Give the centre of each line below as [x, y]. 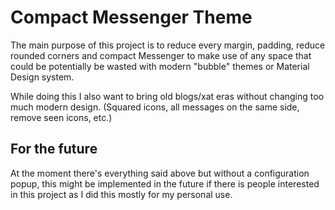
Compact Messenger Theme [131, 17]
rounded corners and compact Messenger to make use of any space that [161, 55]
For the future [54, 149]
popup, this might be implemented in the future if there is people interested [165, 183]
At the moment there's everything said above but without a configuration [160, 173]
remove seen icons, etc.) [61, 117]
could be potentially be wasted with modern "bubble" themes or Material [160, 66]
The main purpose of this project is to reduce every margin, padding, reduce [168, 45]
